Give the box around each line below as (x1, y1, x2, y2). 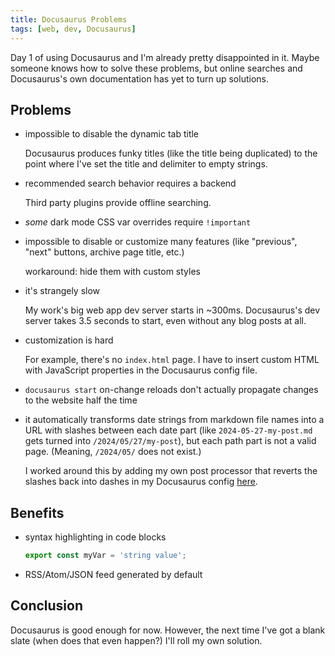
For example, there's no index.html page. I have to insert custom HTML (24, 354, 320, 366)
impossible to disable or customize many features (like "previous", (24, 236, 298, 248)
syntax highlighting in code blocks (24, 531, 167, 543)
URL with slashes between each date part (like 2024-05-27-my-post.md (24, 424, 313, 436)
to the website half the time (24, 394, 138, 406)
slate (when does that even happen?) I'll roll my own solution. (10, 634, 263, 646)
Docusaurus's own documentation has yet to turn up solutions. (10, 72, 269, 85)
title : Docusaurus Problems (10, 14, 128, 25)
